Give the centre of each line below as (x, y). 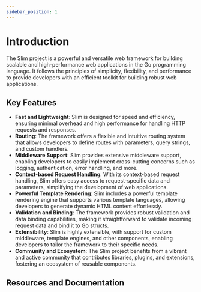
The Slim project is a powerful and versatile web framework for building (94, 58)
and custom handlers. (42, 149)
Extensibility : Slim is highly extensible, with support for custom (93, 232)
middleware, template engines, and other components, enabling (94, 239)
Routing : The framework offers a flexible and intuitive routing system (100, 136)
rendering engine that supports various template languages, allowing (100, 200)
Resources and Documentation (65, 283)
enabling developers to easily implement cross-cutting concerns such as (105, 162)
